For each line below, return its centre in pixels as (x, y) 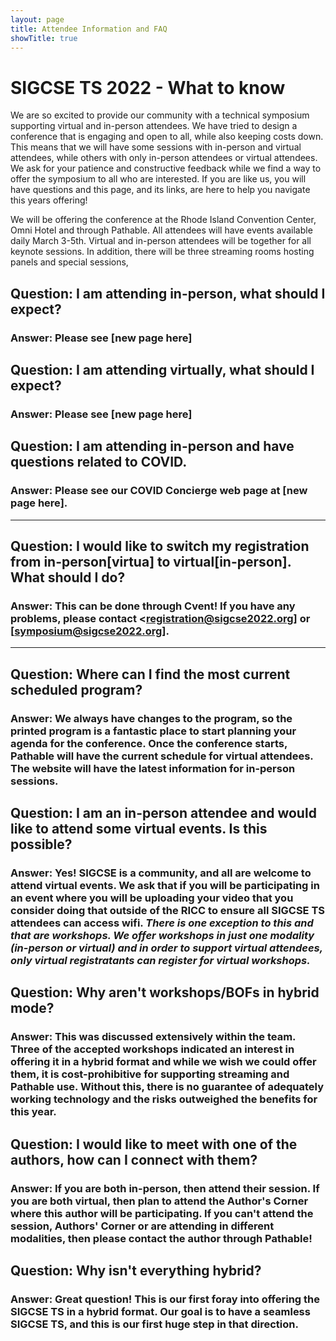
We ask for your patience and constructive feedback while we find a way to (166, 168)
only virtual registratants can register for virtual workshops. (160, 960)
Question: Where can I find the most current (150, 674)
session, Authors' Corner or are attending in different (142, 1226)
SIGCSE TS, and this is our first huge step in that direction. (154, 1324)
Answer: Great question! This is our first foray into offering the (165, 1299)
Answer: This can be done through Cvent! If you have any (153, 606)
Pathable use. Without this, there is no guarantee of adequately (167, 1087)
